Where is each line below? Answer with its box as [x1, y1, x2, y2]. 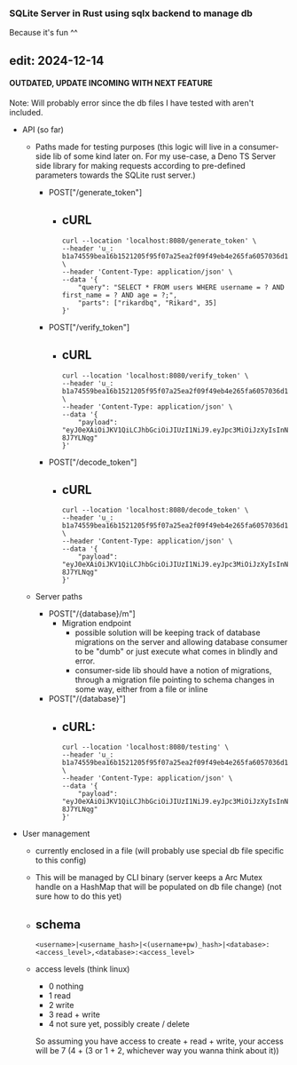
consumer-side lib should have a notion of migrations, [74, 665, 272, 676]
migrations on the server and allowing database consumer [74, 637, 288, 648]
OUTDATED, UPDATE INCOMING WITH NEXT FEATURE [9, 78, 213, 89]
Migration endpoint [61, 618, 131, 629]
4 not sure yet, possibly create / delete [48, 1018, 191, 1029]
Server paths [35, 592, 83, 602]
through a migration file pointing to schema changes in [74, 674, 275, 686]
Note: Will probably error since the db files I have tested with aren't [9, 97, 254, 108]
